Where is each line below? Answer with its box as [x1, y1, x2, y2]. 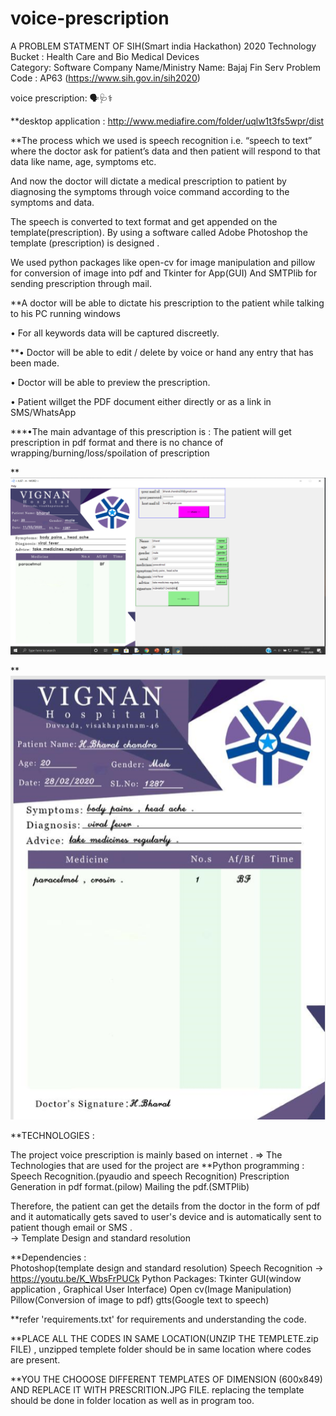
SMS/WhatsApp [10, 406, 77, 418]
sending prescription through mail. [10, 277, 152, 289]
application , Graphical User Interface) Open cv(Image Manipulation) [10, 1283, 292, 1296]
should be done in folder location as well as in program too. [10, 1395, 255, 1407]
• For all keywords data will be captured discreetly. [10, 327, 220, 339]
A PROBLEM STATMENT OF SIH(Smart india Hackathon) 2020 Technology [10, 40, 317, 52]
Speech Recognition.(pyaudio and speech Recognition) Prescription [10, 1170, 290, 1182]
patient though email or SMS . [10, 1222, 133, 1234]
